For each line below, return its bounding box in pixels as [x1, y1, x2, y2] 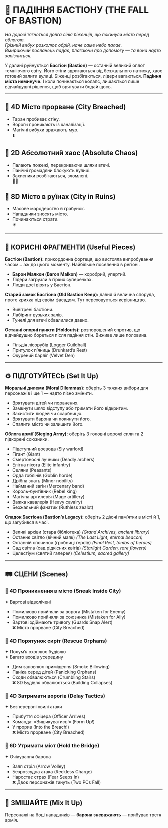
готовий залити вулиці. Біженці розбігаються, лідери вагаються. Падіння [5, 73, 161, 79]
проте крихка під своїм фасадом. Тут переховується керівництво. [5, 297, 146, 303]
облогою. [5, 37, 25, 43]
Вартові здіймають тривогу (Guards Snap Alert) [12, 619, 113, 625]
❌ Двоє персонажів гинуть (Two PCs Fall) [12, 779, 101, 785]
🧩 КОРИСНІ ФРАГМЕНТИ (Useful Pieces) [5, 243, 136, 251]
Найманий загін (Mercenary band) [12, 483, 85, 489]
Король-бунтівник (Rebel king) [12, 488, 77, 494]
